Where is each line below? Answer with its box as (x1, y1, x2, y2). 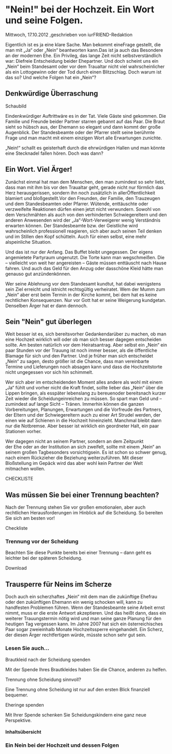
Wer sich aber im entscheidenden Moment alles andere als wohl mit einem (5, 379, 163, 385)
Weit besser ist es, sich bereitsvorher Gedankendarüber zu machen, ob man (5, 331, 167, 337)
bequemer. (5, 692, 28, 698)
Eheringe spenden (5, 702, 45, 708)
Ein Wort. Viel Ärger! (5, 165, 72, 174)
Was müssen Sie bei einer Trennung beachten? (5, 490, 159, 499)
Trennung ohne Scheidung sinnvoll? (5, 676, 81, 683)
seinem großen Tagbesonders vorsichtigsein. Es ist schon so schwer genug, (5, 449, 167, 456)
